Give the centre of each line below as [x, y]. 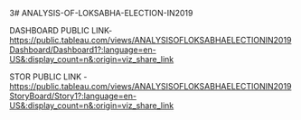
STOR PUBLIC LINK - [48, 77]
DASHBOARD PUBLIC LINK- [61, 30]
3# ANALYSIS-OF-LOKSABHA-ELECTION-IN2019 [101, 13]
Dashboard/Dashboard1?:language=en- [83, 50]
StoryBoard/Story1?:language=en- [73, 96]
